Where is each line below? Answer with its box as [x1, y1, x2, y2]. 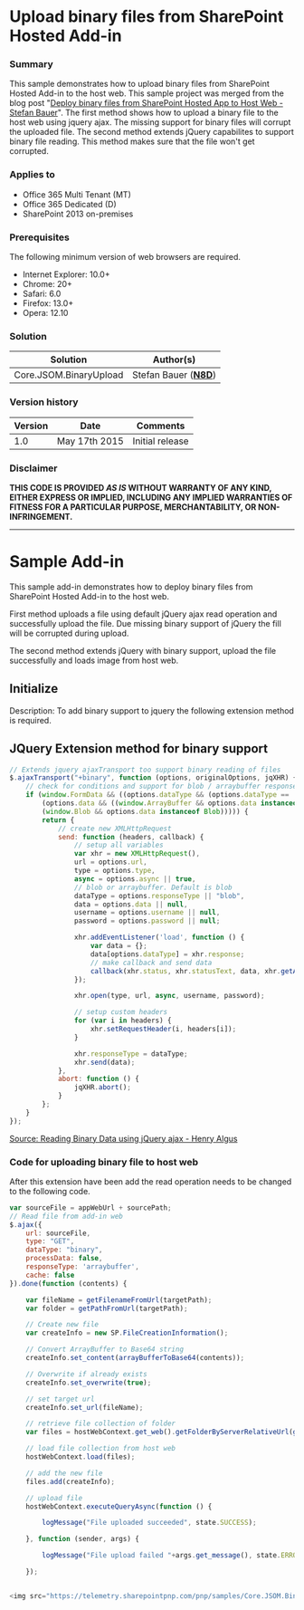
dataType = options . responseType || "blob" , [73, 891, 245, 900]
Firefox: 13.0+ [22, 298, 74, 309]
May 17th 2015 [57, 435, 124, 447]
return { [42, 815, 75, 825]
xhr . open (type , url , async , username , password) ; [73, 992, 265, 1001]
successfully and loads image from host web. [9, 655, 179, 666]
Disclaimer [9, 462, 58, 474]
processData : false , [25, 1254, 103, 1263]
